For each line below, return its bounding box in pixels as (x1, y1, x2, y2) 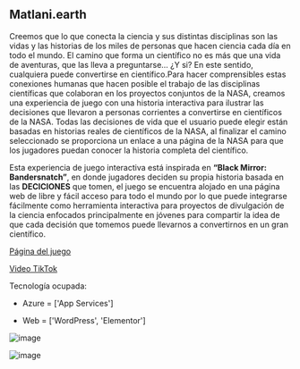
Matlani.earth (9, 7, 87, 22)
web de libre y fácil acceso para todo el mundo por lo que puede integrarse (9, 190, 288, 201)
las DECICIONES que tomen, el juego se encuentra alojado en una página (9, 180, 280, 191)
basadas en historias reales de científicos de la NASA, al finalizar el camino (9, 125, 287, 137)
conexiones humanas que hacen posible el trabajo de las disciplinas (9, 78, 261, 88)
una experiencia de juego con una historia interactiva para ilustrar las (9, 97, 264, 108)
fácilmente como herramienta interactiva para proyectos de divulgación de (9, 200, 285, 211)
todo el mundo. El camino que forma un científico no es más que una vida (9, 49, 281, 61)
